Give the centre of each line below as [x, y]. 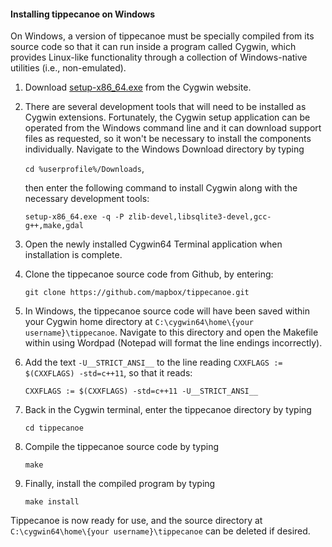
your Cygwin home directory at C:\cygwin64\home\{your [139, 322]
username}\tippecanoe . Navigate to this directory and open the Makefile [171, 332]
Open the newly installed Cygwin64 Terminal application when [153, 244]
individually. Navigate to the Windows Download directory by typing [164, 149]
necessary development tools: [87, 199]
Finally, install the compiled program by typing [120, 484]
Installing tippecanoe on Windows [83, 14]
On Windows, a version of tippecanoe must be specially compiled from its [162, 36]
